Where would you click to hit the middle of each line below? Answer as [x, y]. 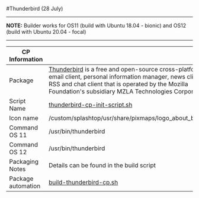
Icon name [24, 118]
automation [25, 186]
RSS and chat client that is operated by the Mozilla [118, 84]
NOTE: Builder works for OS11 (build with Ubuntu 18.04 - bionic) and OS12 [96, 25]
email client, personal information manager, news [117, 77]
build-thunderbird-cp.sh [83, 182]
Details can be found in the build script [102, 165]
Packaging [24, 162]
